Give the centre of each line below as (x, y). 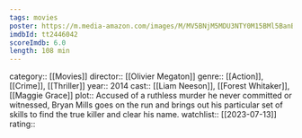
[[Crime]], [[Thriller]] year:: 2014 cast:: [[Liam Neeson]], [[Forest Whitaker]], (150, 86)
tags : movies (34, 17)
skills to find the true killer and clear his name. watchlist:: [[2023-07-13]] (143, 115)
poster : (24, 26)
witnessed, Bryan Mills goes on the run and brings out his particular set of (146, 105)
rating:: (22, 124)
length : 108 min (40, 51)
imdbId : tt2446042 (44, 34)
